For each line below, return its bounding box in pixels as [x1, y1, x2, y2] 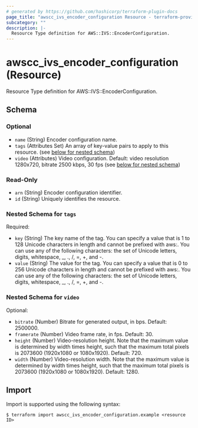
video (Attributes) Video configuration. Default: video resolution [14, 154, 169, 162]
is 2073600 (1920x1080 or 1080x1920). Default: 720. [14, 349, 143, 356]
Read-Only [6, 175, 38, 184]
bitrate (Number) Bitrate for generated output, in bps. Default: [14, 318, 167, 325]
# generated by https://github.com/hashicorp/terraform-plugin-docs [6, 8, 178, 15]
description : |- [6, 25, 46, 31]
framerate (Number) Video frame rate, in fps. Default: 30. [14, 330, 154, 337]
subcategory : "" [6, 19, 46, 25]
